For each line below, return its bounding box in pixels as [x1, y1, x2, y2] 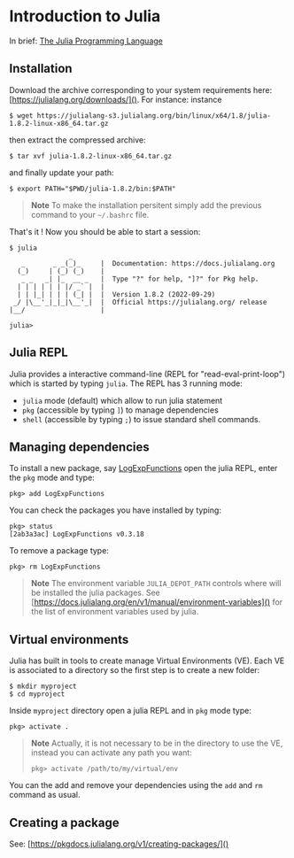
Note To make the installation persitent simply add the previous [30, 199, 262, 210]
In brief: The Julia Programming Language [9, 35, 164, 46]
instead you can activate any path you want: [30, 747, 192, 758]
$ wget [9, 111, 34, 120]
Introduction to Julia [9, 6, 161, 27]
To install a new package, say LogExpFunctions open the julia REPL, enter [9, 463, 278, 474]
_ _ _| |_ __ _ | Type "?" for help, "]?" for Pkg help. [20, 274, 259, 283]
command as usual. [9, 790, 81, 800]
